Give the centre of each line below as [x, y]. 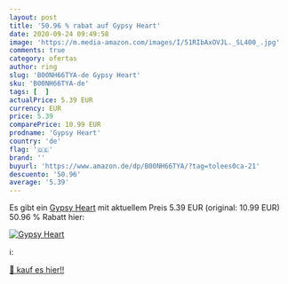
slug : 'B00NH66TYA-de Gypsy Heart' [75, 75]
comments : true [37, 51]
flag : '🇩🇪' [31, 149]
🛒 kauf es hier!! [37, 270]
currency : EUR [36, 108]
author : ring [33, 67]
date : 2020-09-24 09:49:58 [59, 34]
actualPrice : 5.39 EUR [51, 100]
